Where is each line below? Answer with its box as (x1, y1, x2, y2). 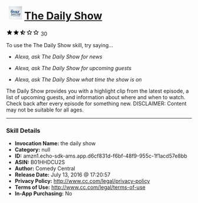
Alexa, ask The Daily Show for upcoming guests (14, 64, 131, 71)
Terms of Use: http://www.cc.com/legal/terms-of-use (14, 184, 146, 191)
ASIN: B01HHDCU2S (14, 159, 65, 166)
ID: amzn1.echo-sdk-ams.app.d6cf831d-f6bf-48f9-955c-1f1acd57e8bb (14, 152, 187, 159)
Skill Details (6, 126, 41, 135)
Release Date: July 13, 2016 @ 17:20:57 (14, 171, 111, 178)
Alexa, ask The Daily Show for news (14, 53, 103, 60)
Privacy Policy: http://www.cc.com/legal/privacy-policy (14, 178, 150, 185)
